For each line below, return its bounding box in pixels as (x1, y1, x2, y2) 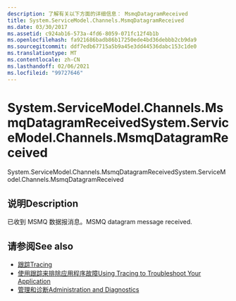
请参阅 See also (7, 240, 74, 252)
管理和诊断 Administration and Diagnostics (17, 285, 139, 294)
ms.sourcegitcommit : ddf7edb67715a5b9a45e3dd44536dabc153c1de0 (7, 43, 197, 50)
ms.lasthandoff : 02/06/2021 (7, 63, 90, 70)
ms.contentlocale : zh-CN (7, 56, 80, 63)
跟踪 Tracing (17, 260, 53, 269)
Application (17, 277, 51, 285)
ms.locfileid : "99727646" (7, 69, 83, 76)
